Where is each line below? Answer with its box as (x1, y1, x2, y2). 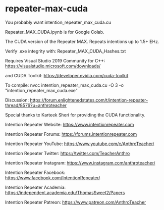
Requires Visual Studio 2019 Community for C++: (5, 57, 106, 63)
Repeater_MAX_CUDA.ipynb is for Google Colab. (5, 29, 105, 35)
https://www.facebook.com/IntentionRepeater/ (5, 174, 101, 181)
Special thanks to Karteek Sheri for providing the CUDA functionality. (5, 112, 146, 118)
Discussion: (5, 97, 29, 103)
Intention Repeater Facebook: (5, 169, 66, 175)
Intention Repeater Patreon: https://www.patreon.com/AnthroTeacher (5, 199, 146, 205)
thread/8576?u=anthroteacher (5, 102, 67, 108)
